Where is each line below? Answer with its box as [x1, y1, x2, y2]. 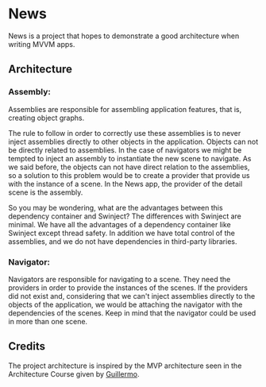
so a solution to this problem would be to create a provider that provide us [8, 170, 250, 180]
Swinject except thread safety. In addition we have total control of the [8, 228, 236, 238]
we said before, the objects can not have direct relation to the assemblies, [8, 162, 250, 172]
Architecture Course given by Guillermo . [8, 369, 140, 378]
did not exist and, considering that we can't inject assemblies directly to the [8, 291, 256, 300]
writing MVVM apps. [8, 39, 75, 48]
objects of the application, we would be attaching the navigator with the [8, 300, 243, 309]
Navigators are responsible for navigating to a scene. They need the [8, 274, 231, 284]
